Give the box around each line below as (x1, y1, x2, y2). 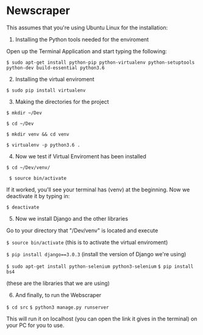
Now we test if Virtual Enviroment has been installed (15, 152, 146, 160)
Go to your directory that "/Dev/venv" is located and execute (6, 227, 158, 234)
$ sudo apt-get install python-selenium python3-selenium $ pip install (6, 263, 194, 270)
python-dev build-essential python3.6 (6, 65, 105, 71)
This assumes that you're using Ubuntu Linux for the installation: (6, 24, 168, 31)
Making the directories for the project (15, 98, 109, 105)
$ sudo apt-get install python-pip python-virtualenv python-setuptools (6, 59, 195, 65)
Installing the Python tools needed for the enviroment (15, 35, 149, 43)
